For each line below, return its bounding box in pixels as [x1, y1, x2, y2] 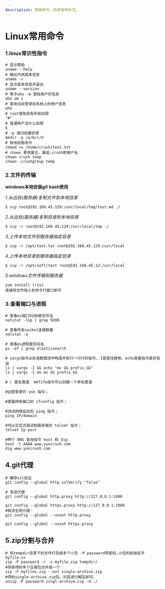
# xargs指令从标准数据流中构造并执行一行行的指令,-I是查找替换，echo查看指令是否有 [5, 356, 160, 361]
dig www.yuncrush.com [5, 446, 51, 451]
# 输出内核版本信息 [5, 72, 40, 77]
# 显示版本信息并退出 [5, 82, 44, 87]
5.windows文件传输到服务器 [5, 273, 63, 279]
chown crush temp [5, 154, 42, 160]
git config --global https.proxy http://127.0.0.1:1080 [5, 502, 125, 508]
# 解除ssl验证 [5, 475, 32, 480]
